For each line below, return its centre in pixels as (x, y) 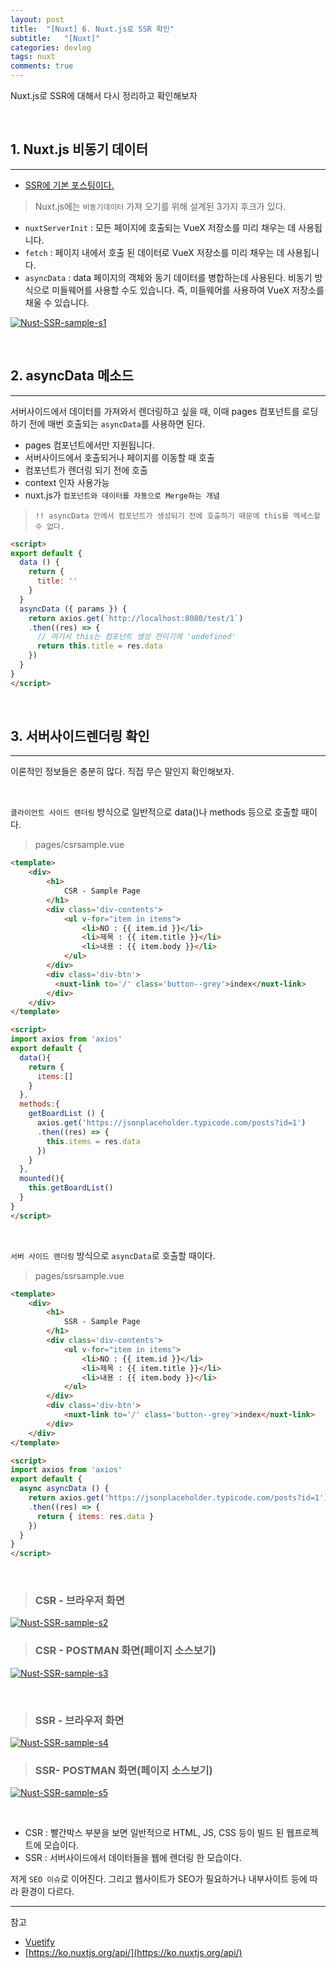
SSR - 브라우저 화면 (79, 1720)
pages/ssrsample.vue (79, 1275)
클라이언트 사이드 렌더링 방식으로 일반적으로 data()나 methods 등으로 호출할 (155, 812)
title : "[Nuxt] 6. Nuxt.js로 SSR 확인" (92, 29)
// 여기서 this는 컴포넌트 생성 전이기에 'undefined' (136, 637)
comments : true (42, 66)
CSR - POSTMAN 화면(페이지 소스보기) (125, 1651)
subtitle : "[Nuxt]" (55, 38)
